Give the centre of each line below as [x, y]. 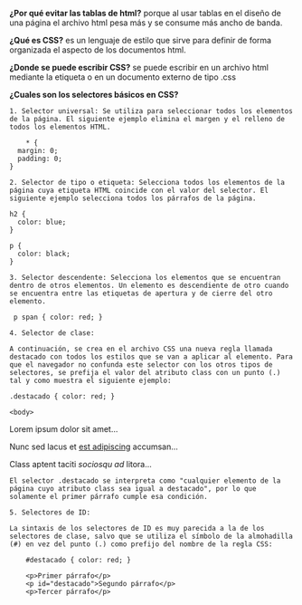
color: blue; [42, 222]
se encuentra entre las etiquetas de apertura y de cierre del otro [141, 293]
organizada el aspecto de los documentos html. [98, 50]
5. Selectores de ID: [50, 513]
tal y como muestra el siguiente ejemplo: [90, 380]
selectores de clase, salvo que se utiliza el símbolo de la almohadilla [151, 536]
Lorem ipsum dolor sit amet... [64, 429]
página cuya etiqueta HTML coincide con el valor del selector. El [139, 190]
